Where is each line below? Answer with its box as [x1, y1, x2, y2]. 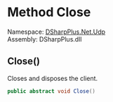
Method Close [7, 4, 91, 20]
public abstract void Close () [7, 87, 96, 95]
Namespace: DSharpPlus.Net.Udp [7, 27, 106, 36]
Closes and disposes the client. [7, 74, 98, 82]
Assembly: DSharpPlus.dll [7, 34, 82, 43]
